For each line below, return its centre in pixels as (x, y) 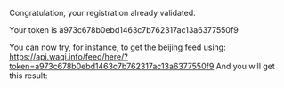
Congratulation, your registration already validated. (102, 13)
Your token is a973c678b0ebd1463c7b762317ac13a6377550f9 (124, 30)
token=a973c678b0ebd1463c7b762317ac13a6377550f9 (112, 66)
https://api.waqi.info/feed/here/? (69, 56)
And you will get (246, 66)
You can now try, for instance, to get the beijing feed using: (118, 47)
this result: (28, 76)
